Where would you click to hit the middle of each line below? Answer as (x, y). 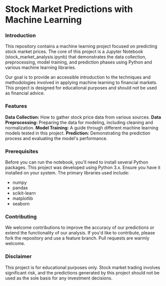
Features (16, 106)
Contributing (21, 217)
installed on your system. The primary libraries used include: (67, 173)
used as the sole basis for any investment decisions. (59, 278)
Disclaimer (18, 256)
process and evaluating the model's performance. (57, 138)
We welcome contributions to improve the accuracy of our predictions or (80, 227)
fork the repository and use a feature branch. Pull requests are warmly (77, 238)
